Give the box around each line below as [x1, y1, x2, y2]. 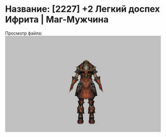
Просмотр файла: [5, 30, 42, 36]
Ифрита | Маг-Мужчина [5, 14, 109, 25]
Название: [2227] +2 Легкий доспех [5, 3, 160, 15]
